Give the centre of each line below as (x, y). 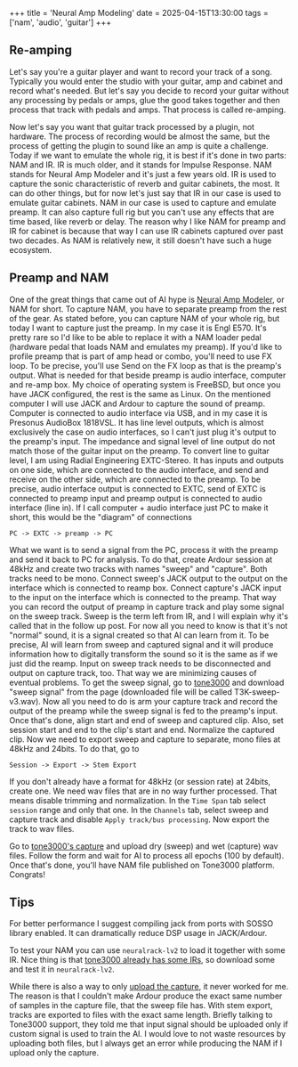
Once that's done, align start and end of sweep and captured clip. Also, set (147, 720)
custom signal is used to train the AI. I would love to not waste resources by (148, 1034)
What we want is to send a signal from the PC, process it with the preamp (144, 550)
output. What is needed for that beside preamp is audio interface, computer (148, 375)
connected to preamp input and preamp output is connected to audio (136, 498)
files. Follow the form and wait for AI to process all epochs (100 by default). (147, 855)
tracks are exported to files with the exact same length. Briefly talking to (141, 1015)
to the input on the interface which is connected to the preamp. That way (143, 597)
